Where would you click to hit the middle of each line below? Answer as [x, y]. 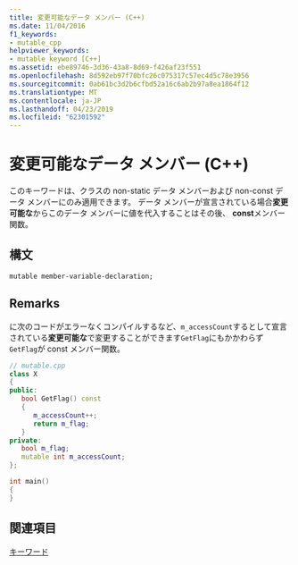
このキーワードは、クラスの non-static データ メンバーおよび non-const [141, 191]
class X [24, 374]
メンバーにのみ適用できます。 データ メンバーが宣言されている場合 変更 [157, 202]
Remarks [35, 304]
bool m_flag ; [45, 449]
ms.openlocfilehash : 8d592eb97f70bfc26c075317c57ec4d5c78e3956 [129, 76]
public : [24, 391]
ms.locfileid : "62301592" [57, 117]
